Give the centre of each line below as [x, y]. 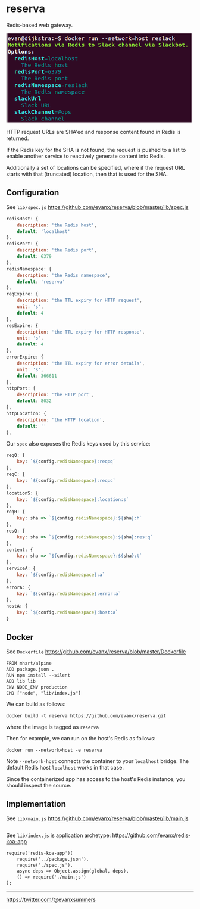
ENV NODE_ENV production [37, 687]
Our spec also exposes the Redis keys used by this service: [78, 444]
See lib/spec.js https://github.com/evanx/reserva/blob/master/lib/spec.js [97, 207]
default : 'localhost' [43, 231]
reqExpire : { [22, 294]
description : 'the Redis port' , [57, 250]
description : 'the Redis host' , [57, 225]
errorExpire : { [25, 357]
